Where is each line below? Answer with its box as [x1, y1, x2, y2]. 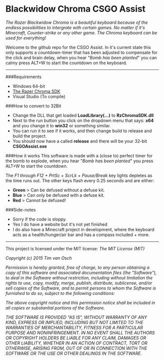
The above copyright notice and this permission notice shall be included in [5, 300, 155, 306]
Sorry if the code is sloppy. [12, 216, 67, 222]
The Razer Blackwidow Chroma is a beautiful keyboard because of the [5, 19, 148, 25]
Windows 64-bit [12, 83, 45, 89]
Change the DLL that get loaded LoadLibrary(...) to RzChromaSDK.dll [12, 112, 154, 118]
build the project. [12, 133, 47, 139]
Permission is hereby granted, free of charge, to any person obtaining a [5, 264, 150, 270]
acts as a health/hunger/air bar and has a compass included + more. [12, 232, 150, 238]
